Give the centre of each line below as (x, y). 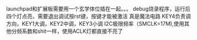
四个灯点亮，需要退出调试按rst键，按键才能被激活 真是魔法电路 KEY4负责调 (98, 16)
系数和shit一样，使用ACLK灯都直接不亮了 (73, 31)
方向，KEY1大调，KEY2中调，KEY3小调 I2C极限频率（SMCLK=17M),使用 (95, 24)
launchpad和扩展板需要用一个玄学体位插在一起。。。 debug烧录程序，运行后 (98, 9)
